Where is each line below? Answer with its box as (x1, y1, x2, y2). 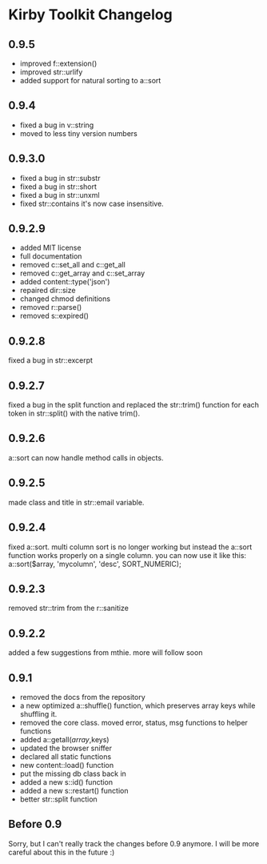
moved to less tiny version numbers (19, 128, 137, 138)
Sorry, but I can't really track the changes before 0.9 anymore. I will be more (8, 838, 260, 848)
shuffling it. (19, 709, 58, 718)
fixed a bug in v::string (19, 120, 94, 130)
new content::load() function (19, 760, 114, 770)
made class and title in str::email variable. (8, 497, 145, 507)
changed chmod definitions (19, 294, 110, 303)
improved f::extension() (19, 58, 98, 68)
